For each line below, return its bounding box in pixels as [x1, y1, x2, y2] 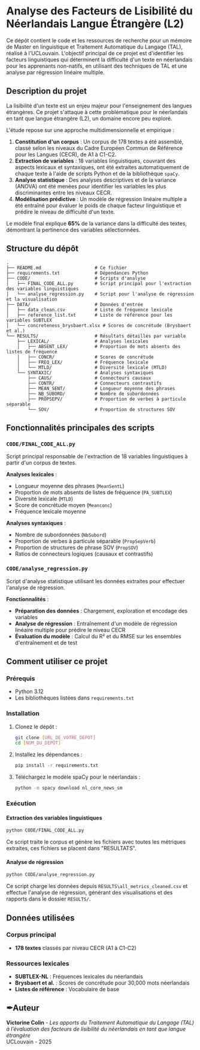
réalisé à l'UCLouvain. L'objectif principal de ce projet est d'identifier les [6, 49, 184, 56]
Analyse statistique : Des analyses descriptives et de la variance [14, 176, 177, 184]
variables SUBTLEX [6, 317, 52, 323]
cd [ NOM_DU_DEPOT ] [14, 740, 61, 746]
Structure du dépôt [6, 244, 79, 254]
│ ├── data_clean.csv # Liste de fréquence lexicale [6, 307, 172, 313]
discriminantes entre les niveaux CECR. [14, 189, 113, 196]
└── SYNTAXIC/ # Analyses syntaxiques [17, 370, 154, 376]
